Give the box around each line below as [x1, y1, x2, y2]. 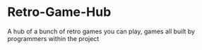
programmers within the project [7, 34, 100, 42]
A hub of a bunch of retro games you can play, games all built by [7, 27, 196, 35]
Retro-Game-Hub [7, 4, 112, 20]
